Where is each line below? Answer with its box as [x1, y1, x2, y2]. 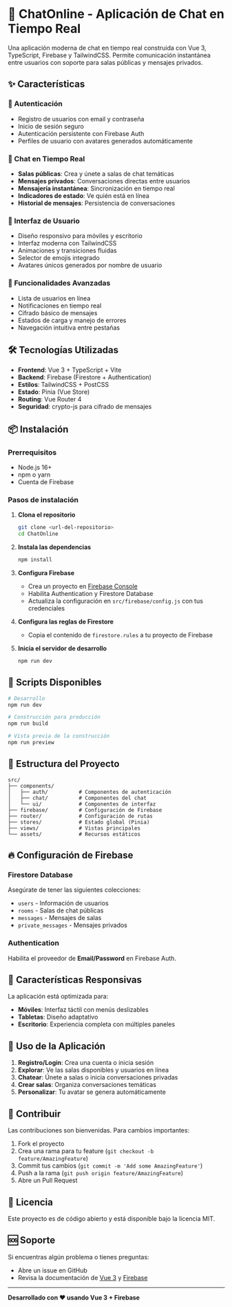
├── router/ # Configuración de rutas [8, 812, 154, 819]
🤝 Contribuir [8, 1108, 61, 1119]
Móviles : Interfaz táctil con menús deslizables [17, 1006, 149, 1014]
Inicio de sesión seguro [17, 122, 85, 130]
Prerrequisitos [8, 448, 57, 457]
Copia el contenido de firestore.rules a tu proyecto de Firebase [28, 630, 213, 639]
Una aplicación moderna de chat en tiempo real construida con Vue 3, [8, 43, 207, 52]
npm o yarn [17, 470, 51, 479]
